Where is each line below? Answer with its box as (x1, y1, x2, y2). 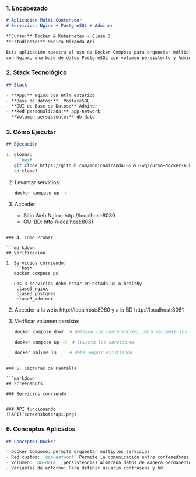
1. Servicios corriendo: (6, 260, 66, 266)
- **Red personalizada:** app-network (6, 109, 100, 115)
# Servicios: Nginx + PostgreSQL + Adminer (6, 23, 114, 29)
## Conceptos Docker (6, 438, 57, 444)
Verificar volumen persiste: (14, 317, 80, 324)
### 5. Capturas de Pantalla (6, 365, 77, 372)
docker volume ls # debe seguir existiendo (14, 350, 132, 356)
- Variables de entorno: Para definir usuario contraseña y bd (6, 465, 163, 471)
